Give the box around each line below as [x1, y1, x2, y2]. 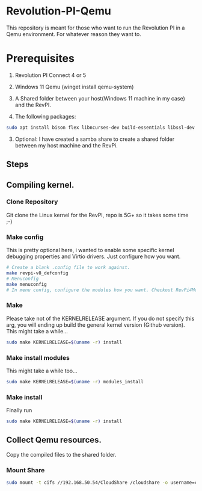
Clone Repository [6, 197, 58, 206]
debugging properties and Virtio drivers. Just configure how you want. [6, 253, 181, 260]
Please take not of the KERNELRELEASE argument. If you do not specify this [6, 315, 195, 322]
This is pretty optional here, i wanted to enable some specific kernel [6, 247, 174, 254]
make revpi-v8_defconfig [6, 270, 69, 276]
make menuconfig [6, 281, 47, 287]
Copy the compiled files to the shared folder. [6, 451, 117, 458]
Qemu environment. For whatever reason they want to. [6, 30, 141, 37]
